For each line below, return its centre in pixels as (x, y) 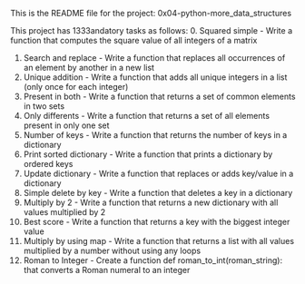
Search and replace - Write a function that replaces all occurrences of (154, 58)
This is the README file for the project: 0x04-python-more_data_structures (151, 13)
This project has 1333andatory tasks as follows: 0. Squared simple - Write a (152, 30)
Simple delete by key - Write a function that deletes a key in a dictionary (158, 193)
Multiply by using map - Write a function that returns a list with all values (158, 241)
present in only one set (66, 125)
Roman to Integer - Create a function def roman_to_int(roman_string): (153, 260)
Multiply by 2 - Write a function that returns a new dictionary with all (151, 202)
